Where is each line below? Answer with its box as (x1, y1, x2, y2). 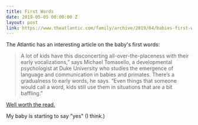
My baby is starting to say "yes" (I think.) (6, 113, 105, 120)
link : (6, 25, 19, 31)
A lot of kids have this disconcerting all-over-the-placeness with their (20, 52, 189, 59)
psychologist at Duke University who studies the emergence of (20, 65, 174, 72)
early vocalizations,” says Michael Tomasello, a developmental (20, 59, 173, 66)
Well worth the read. (6, 101, 55, 109)
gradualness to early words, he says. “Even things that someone (20, 77, 177, 85)
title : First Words (6, 8, 54, 15)
